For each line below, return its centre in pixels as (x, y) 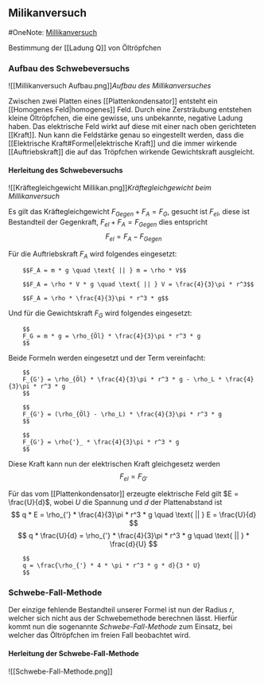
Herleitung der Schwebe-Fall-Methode (74, 653)
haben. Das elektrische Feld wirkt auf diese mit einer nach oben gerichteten (132, 127)
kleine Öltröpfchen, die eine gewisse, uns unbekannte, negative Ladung (126, 118)
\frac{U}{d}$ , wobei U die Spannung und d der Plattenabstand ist (115, 502)
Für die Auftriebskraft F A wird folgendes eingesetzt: (93, 254)
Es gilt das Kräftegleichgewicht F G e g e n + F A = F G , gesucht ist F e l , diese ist (129, 213)
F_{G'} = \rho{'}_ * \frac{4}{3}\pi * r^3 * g (101, 442)
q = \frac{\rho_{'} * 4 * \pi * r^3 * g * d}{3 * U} (112, 566)
